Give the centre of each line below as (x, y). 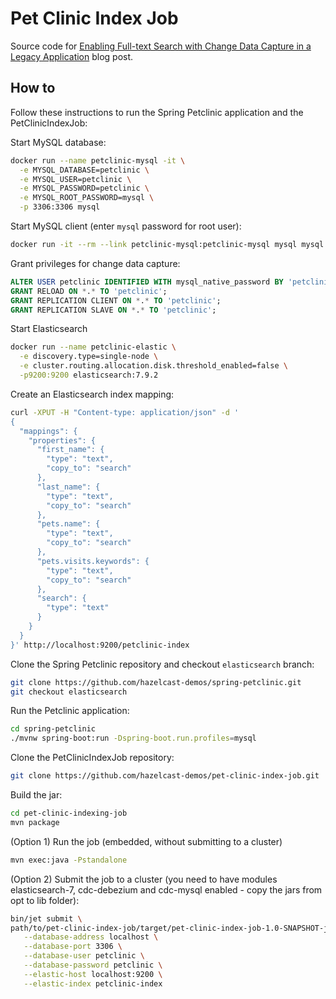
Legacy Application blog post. (72, 56)
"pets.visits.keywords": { (93, 561)
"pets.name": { (68, 524)
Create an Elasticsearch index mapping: (92, 394)
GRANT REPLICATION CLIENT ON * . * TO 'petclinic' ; (116, 300)
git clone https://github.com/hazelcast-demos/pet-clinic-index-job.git (165, 776)
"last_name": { (68, 487)
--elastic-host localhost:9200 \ (93, 974)
